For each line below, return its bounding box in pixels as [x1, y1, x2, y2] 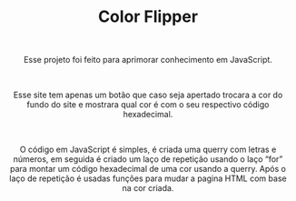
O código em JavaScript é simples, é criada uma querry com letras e [19, 144, 277, 155]
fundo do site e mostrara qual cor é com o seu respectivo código [26, 98, 270, 110]
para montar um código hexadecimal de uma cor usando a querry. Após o [10, 163, 286, 174]
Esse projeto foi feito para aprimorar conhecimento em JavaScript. [24, 54, 272, 65]
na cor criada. [122, 182, 174, 193]
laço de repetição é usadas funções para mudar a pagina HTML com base [8, 173, 288, 184]
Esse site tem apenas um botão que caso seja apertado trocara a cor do [13, 89, 283, 100]
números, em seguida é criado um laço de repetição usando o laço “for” [13, 153, 283, 165]
